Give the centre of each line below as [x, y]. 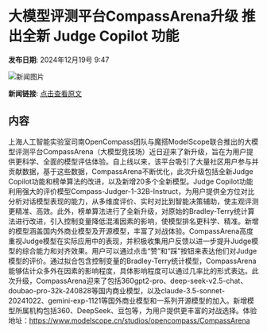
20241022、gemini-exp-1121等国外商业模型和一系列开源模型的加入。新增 [128, 300]
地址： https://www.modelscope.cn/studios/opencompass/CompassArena [129, 320]
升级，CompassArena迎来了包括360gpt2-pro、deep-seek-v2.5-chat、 [131, 281]
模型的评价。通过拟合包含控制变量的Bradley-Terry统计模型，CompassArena [132, 261]
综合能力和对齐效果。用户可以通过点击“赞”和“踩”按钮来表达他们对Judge [139, 250]
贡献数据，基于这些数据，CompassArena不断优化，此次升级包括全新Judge [131, 171]
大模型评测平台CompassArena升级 [123, 16]
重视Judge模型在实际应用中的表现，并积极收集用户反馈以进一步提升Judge [130, 241]
